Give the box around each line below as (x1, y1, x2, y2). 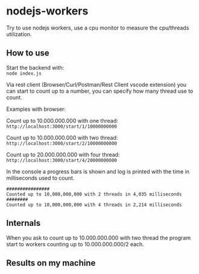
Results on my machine (6, 258, 96, 268)
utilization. (6, 30, 32, 37)
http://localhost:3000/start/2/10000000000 (6, 140, 118, 146)
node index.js (6, 70, 42, 76)
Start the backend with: (6, 64, 65, 71)
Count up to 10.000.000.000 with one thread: (6, 117, 119, 124)
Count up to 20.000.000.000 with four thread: (6, 151, 120, 158)
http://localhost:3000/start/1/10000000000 (6, 123, 118, 129)
